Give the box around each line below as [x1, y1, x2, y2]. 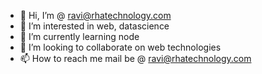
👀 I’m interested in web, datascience [19, 20, 170, 32]
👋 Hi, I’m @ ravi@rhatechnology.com [19, 10, 172, 21]
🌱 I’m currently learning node [19, 31, 140, 42]
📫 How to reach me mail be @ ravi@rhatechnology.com [19, 53, 252, 64]
